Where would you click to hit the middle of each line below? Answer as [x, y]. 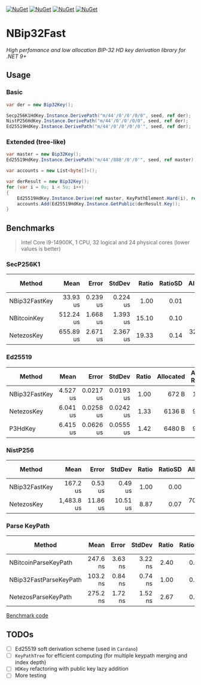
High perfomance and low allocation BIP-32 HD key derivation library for [96, 50]
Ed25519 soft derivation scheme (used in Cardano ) [76, 649]
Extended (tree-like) [36, 142]
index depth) [31, 662]
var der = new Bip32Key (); [40, 105]
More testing [31, 675]
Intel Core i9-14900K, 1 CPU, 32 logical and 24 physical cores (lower [105, 243]
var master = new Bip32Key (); [44, 154]
